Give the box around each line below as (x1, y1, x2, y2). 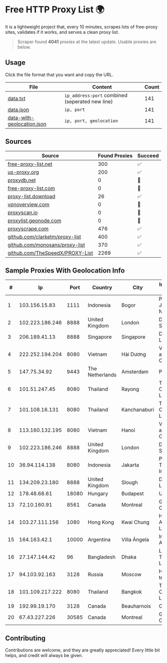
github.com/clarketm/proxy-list (7, 233, 81, 240)
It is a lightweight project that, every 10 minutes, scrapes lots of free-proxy (5, 23, 158, 30)
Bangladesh (87, 554, 116, 561)
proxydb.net (7, 177, 36, 184)
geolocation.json (7, 120, 47, 127)
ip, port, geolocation (64, 118, 118, 123)
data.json (7, 106, 29, 113)
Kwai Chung (121, 519, 150, 526)
